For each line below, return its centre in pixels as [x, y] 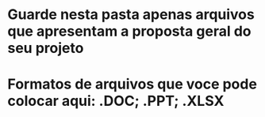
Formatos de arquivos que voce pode [132, 84]
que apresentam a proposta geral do [129, 31]
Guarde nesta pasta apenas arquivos [131, 15]
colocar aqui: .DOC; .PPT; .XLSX [116, 101]
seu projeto [46, 48]
